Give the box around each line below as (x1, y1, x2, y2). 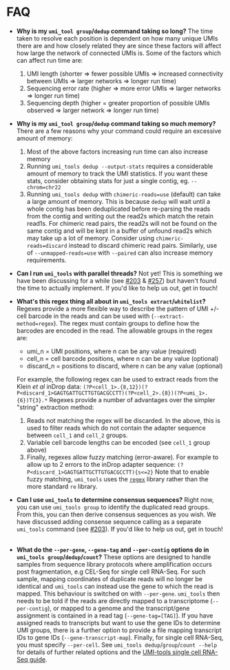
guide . (29, 655, 48, 663)
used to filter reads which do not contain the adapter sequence (26, 423, 206, 432)
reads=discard (26, 242, 67, 249)
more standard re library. (26, 482, 98, 490)
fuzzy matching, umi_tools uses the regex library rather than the (26, 474, 209, 483)
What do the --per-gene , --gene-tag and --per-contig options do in (16, 545, 209, 554)
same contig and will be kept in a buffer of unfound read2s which (26, 227, 212, 235)
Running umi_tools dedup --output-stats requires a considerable (26, 162, 213, 170)
